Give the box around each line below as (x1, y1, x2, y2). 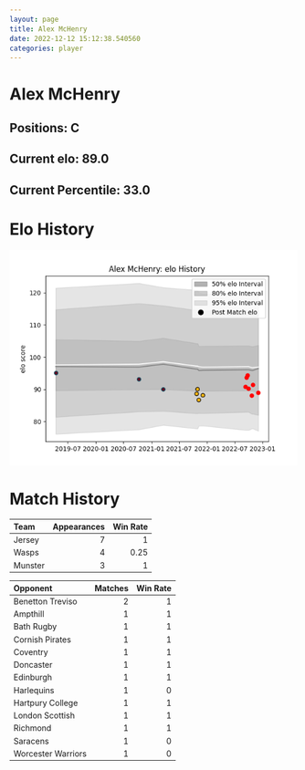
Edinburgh (13, 671, 53, 683)
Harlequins (13, 684, 55, 695)
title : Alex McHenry (9, 24, 89, 34)
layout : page (9, 15, 59, 24)
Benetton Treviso (13, 596, 78, 607)
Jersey (13, 535, 39, 546)
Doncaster (13, 660, 53, 671)
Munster (13, 559, 46, 570)
